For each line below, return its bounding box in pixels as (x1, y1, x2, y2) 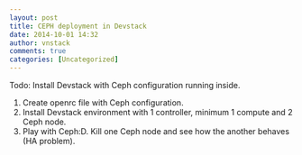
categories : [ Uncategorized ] (9, 55, 119, 64)
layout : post (9, 13, 59, 23)
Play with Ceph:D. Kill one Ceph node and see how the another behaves (22, 126, 290, 136)
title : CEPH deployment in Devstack (9, 22, 147, 31)
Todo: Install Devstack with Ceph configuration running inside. (9, 80, 241, 90)
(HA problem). (22, 136, 76, 146)
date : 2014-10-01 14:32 (9, 30, 99, 39)
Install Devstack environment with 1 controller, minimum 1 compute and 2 (22, 107, 293, 117)
